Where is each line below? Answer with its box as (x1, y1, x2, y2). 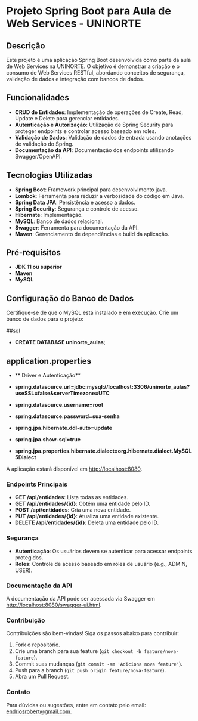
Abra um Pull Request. (14, 673, 70, 680)
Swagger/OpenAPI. (14, 153, 63, 160)
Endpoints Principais (6, 480, 67, 488)
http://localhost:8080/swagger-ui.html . (6, 601, 102, 608)
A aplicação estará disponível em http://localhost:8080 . (6, 465, 143, 472)
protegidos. (14, 553, 44, 561)
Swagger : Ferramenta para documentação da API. (14, 224, 139, 231)
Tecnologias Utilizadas (6, 170, 93, 180)
